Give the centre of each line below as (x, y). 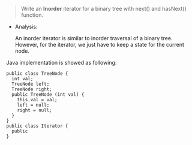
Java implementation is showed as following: (61, 63)
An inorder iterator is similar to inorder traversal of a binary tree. (94, 38)
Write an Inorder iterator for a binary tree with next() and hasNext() (104, 9)
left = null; (33, 105)
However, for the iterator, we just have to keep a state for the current (100, 45)
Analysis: (26, 27)
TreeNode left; (31, 84)
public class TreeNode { (37, 74)
